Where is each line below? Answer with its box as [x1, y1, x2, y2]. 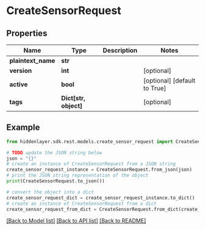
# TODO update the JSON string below [6, 149, 103, 156]
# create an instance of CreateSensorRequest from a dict [6, 200, 157, 207]
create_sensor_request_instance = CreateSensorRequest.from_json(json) [6, 166, 192, 173]
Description [103, 46, 138, 54]
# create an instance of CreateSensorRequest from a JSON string [6, 161, 176, 167]
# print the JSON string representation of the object [6, 172, 149, 179]
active [9, 80, 28, 89]
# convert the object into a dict [6, 189, 95, 195]
